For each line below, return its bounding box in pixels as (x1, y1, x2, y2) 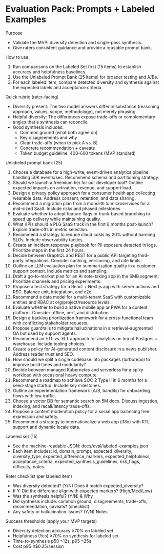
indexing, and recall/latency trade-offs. (12, 403, 91, 409)
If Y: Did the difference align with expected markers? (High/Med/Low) (12, 488, 153, 494)
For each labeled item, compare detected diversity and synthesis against (12, 79, 159, 85)
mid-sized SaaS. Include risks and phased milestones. (12, 206, 122, 211)
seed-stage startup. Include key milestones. (12, 382, 102, 388)
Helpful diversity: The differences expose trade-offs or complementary (12, 114, 156, 119)
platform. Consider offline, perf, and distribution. (12, 309, 110, 315)
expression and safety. (12, 414, 59, 419)
